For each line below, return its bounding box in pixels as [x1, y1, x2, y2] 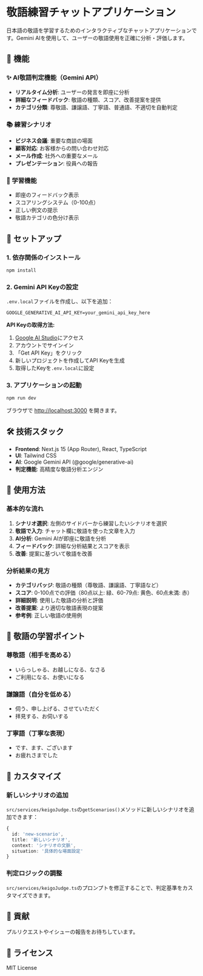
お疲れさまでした [15, 752, 58, 759]
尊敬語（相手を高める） [6, 651, 75, 660]
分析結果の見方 [6, 566, 50, 575]
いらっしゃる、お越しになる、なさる [15, 666, 106, 673]
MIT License [6, 964, 38, 972]
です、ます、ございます [15, 744, 73, 752]
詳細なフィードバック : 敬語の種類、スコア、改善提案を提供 [15, 96, 162, 103]
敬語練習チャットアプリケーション [6, 5, 176, 19]
